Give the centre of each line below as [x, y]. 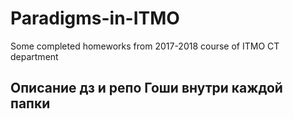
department [34, 56]
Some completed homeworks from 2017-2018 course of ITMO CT [145, 46]
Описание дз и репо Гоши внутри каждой [146, 88]
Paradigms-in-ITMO [95, 18]
